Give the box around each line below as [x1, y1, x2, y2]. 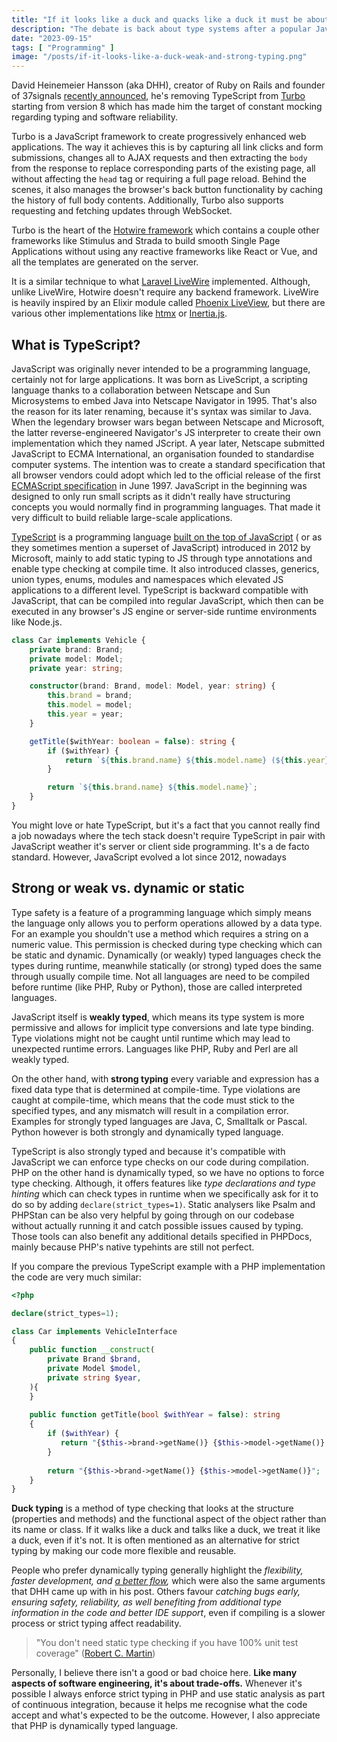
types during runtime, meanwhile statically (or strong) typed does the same [11, 959, 323, 971]
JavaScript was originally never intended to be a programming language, [11, 362, 311, 375]
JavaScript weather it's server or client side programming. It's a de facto [11, 840, 310, 852]
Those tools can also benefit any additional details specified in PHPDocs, [11, 1230, 313, 1242]
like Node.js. [11, 616, 63, 628]
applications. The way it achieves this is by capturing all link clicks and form [11, 141, 324, 153]
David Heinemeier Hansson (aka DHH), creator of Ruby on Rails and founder [11, 79, 326, 91]
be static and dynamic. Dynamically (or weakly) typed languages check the [11, 949, 322, 961]
